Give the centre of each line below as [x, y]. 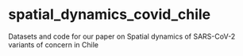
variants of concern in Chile [54, 44]
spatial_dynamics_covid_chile [110, 15]
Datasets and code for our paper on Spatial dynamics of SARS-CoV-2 [122, 36]
